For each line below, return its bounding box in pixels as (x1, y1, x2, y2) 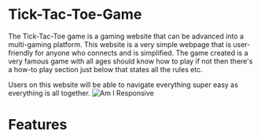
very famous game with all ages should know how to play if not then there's (8, 56, 253, 66)
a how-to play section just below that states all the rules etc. (8, 64, 203, 74)
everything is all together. (8, 88, 90, 97)
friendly (8, 48, 34, 57)
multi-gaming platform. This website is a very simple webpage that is (8, 39, 232, 49)
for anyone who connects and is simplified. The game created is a (35, 48, 248, 57)
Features (8, 116, 68, 134)
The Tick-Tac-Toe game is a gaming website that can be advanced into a (8, 31, 244, 41)
